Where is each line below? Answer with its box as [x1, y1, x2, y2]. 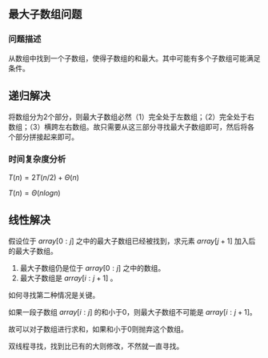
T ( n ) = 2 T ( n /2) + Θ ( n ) [8, 172, 80, 182]
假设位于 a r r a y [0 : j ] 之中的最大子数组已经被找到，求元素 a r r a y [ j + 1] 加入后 [8, 235, 256, 246]
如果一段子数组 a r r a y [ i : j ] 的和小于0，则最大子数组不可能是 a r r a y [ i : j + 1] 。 [8, 307, 258, 316]
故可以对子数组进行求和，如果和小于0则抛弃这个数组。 [8, 324, 188, 334]
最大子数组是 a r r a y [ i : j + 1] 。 [19, 273, 118, 283]
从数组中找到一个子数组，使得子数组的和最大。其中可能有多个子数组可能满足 [8, 53, 261, 62]
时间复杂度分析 [8, 154, 66, 165]
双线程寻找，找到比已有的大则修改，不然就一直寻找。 [8, 341, 184, 351]
